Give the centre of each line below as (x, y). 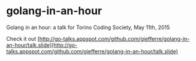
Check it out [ (23, 38)
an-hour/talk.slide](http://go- (42, 45)
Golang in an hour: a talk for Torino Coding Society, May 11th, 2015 (88, 27)
